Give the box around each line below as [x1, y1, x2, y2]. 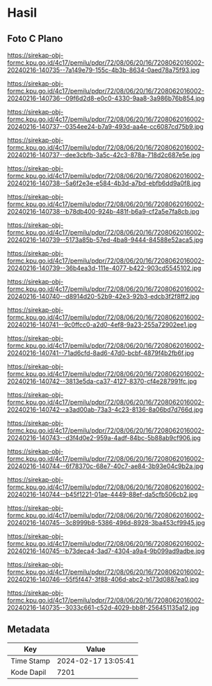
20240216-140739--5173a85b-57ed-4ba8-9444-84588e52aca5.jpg [7, 235, 204, 244]
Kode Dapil [10, 667, 47, 677]
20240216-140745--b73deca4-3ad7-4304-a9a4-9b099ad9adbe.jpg [7, 547, 205, 555]
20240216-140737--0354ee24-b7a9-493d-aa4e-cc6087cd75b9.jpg [7, 123, 204, 130]
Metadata [7, 623, 50, 635]
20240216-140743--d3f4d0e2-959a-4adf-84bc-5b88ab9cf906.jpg [7, 434, 202, 442]
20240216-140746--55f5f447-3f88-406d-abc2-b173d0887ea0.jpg [7, 575, 199, 583]
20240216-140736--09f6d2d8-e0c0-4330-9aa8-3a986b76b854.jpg [7, 94, 205, 102]
